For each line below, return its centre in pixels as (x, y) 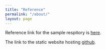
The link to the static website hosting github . (51, 42)
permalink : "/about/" (28, 14)
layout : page (19, 19)
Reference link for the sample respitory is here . (53, 33)
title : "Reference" (25, 10)
